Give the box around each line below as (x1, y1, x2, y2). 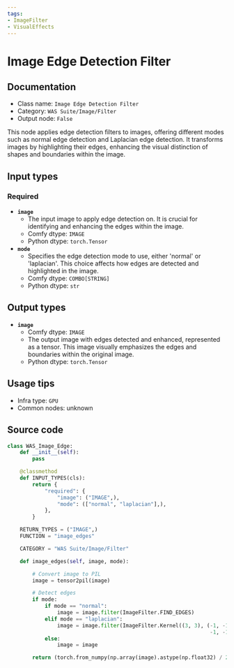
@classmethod (19, 468, 58, 475)
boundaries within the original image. (27, 350, 134, 358)
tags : (7, 10, 23, 17)
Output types (7, 302, 66, 314)
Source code (7, 424, 64, 436)
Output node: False (17, 115, 73, 123)
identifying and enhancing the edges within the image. (27, 222, 185, 231)
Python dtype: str (27, 282, 80, 290)
